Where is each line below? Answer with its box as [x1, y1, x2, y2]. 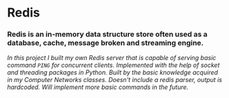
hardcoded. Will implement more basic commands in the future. [7, 83, 189, 91]
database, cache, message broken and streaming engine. [7, 38, 204, 48]
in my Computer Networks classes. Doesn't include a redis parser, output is [7, 76, 223, 84]
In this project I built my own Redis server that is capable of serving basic [7, 54, 217, 62]
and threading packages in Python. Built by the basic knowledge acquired [7, 68, 219, 77]
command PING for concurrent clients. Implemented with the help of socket [7, 61, 220, 70]
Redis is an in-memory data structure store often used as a [7, 30, 208, 39]
